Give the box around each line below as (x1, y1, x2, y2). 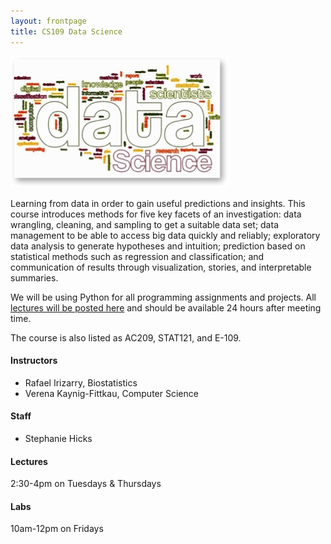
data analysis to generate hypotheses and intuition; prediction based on (10, 240, 306, 252)
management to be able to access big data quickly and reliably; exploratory (10, 229, 321, 241)
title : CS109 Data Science (10, 26, 123, 37)
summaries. (10, 271, 59, 284)
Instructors (10, 355, 58, 367)
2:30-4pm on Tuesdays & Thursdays (10, 478, 162, 490)
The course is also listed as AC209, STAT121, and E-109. (10, 331, 242, 344)
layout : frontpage (10, 16, 87, 26)
